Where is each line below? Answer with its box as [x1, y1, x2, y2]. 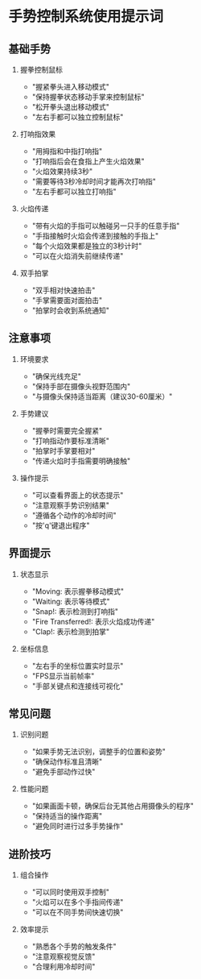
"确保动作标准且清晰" [31, 757, 103, 766]
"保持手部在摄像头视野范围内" [31, 381, 131, 391]
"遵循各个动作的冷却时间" [31, 510, 117, 520]
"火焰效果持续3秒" [31, 167, 93, 176]
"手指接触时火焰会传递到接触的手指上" [31, 231, 159, 240]
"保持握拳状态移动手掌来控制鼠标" [31, 92, 145, 102]
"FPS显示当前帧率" [31, 670, 95, 681]
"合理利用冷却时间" [31, 962, 96, 972]
